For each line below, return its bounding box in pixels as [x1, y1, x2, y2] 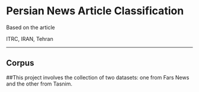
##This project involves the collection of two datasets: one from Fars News [6, 74, 190, 81]
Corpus [6, 58, 34, 68]
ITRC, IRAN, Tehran [6, 35, 53, 42]
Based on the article [6, 24, 55, 31]
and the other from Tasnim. [6, 80, 73, 87]
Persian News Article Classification [6, 4, 184, 18]
